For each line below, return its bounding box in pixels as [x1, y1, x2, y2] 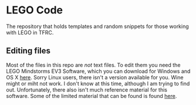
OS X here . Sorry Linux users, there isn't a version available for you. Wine [6, 73, 184, 80]
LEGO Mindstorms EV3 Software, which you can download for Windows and [6, 68, 191, 75]
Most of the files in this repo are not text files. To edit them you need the [6, 61, 181, 68]
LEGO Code [6, 3, 63, 17]
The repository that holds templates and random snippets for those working [6, 23, 189, 30]
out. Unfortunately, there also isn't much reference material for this [6, 86, 167, 93]
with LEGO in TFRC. [6, 29, 54, 36]
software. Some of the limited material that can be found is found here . [6, 92, 177, 99]
